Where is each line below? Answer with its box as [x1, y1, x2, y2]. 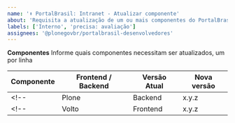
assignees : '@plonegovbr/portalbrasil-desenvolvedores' [7, 29, 173, 37]
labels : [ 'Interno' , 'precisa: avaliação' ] [7, 23, 136, 30]
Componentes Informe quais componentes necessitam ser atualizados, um [7, 49, 225, 57]
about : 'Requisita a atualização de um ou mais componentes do [7, 17, 196, 24]
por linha [7, 56, 33, 65]
